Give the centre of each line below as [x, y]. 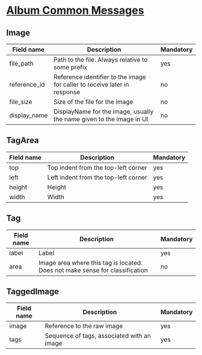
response [67, 92]
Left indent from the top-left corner [97, 177]
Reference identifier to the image [99, 77]
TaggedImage [32, 292]
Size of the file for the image [93, 102]
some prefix [70, 67]
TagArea [23, 140]
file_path [22, 63]
